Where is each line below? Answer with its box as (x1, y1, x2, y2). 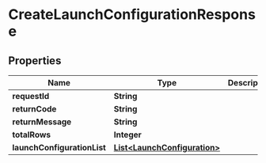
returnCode (12, 104, 57, 114)
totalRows (12, 129, 51, 140)
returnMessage (12, 116, 72, 127)
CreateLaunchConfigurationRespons (8, 6, 256, 24)
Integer (113, 129, 142, 140)
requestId (12, 91, 50, 101)
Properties (8, 54, 62, 67)
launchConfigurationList (12, 142, 107, 153)
